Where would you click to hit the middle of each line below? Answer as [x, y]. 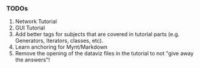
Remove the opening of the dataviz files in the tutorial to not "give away [104, 54]
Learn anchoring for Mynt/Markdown [61, 47]
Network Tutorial [36, 22]
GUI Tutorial [30, 28]
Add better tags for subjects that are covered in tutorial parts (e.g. [97, 34]
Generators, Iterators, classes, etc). [59, 41]
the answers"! [32, 60]
